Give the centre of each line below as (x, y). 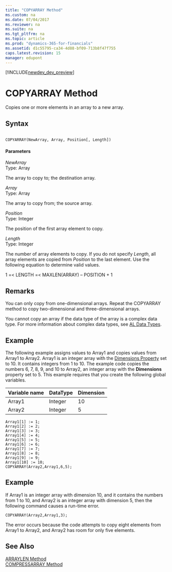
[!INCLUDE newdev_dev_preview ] (40, 72)
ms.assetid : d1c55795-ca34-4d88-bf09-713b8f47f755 (61, 48)
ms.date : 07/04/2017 (27, 20)
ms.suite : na (19, 29)
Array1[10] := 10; (25, 462)
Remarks (20, 291)
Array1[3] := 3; (23, 431)
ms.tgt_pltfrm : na (25, 34)
